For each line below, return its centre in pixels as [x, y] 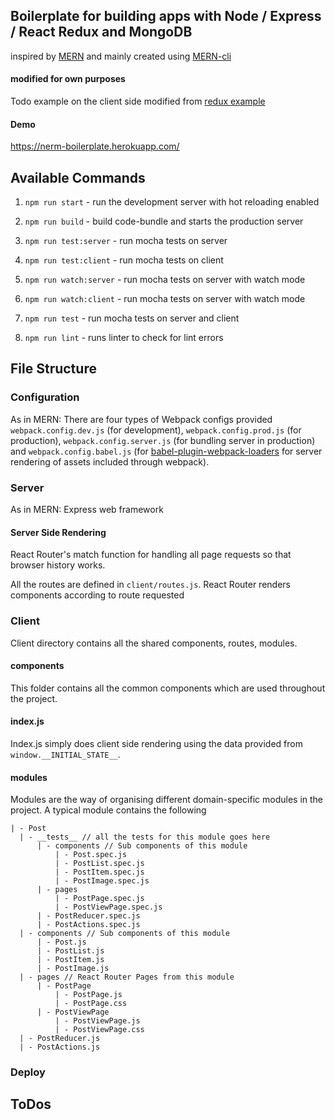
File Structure [53, 369]
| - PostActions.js [60, 1047]
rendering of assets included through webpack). [110, 461]
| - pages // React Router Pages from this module [127, 977]
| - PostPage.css [91, 1004]
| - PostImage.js [73, 969]
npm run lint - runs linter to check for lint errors [124, 338]
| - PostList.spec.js [99, 864]
